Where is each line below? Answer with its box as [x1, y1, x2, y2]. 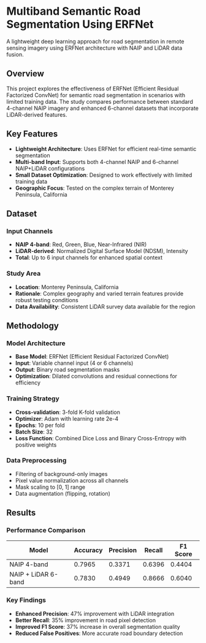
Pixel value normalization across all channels [15, 477, 129, 484]
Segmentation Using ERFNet [6, 17, 154, 31]
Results [6, 508, 36, 518]
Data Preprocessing [6, 456, 67, 465]
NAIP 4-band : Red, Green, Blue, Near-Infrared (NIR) [15, 241, 147, 248]
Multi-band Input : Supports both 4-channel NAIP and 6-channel [15, 158, 179, 165]
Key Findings [6, 596, 46, 604]
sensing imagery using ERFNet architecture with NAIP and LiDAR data [6, 44, 183, 52]
